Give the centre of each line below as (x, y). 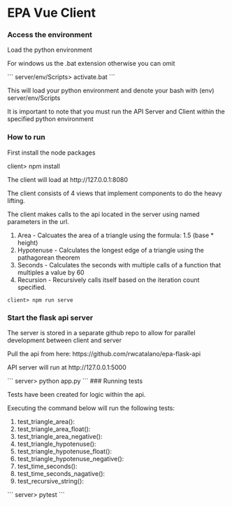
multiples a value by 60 (51, 272)
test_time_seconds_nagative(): (61, 474)
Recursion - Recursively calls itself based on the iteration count (108, 280)
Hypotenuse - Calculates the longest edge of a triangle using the (110, 250)
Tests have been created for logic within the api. (77, 395)
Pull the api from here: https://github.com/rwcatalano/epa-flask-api (104, 354)
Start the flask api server (50, 318)
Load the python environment (50, 50)
